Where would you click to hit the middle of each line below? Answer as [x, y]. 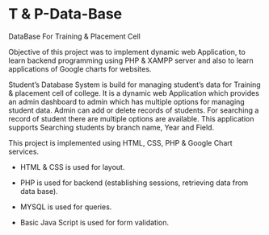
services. [23, 151]
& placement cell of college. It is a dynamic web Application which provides [134, 93]
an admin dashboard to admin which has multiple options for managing [126, 101]
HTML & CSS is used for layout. [72, 167]
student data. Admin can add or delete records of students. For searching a [134, 110]
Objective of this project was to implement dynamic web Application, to [127, 52]
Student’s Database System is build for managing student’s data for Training [134, 85]
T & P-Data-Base [65, 14]
